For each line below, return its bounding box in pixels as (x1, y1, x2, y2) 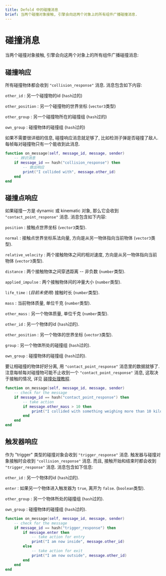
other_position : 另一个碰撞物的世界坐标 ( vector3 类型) (5, 103, 116, 109)
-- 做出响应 (23, 165, 44, 170)
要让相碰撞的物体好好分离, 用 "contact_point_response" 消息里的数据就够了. (5, 363, 160, 370)
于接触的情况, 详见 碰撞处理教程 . (5, 376, 71, 382)
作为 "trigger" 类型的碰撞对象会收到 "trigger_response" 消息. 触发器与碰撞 (5, 451, 157, 457)
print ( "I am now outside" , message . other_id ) (31, 553, 127, 558)
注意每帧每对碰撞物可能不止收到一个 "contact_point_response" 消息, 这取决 (5, 370, 159, 376)
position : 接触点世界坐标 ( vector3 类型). (5, 224, 87, 231)
